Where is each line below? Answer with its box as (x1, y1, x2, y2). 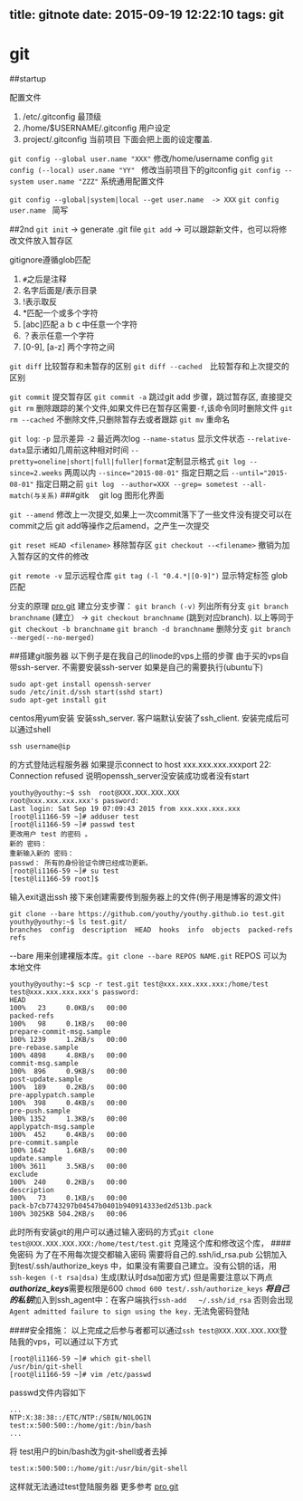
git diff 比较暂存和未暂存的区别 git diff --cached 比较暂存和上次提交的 (9, 361, 289, 372)
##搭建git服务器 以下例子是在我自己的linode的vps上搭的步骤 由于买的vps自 (9, 651, 289, 662)
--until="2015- (231, 469, 289, 478)
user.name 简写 (9, 205, 69, 215)
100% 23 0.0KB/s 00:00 (9, 1004, 128, 1013)
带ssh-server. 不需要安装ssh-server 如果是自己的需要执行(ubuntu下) (9, 662, 264, 673)
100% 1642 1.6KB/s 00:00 (9, 1146, 128, 1155)
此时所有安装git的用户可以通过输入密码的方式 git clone (9, 1227, 214, 1238)
